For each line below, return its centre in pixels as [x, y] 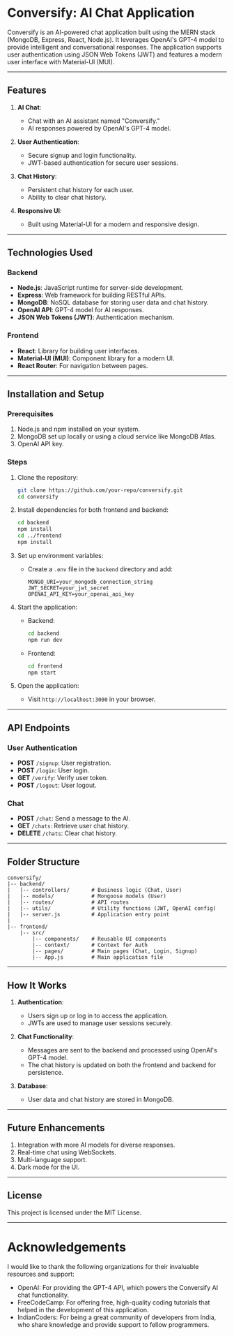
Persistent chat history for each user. [81, 189]
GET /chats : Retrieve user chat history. [73, 826]
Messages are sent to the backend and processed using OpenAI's [122, 1050]
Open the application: [48, 686]
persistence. [46, 1073]
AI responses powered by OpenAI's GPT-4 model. [99, 128]
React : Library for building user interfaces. [78, 351]
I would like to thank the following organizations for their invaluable [103, 1266]
